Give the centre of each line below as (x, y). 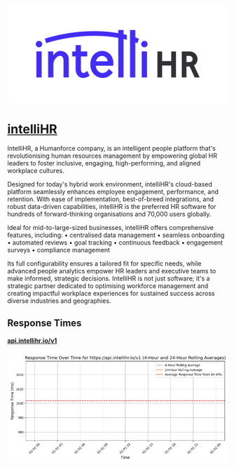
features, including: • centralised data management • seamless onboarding (116, 235)
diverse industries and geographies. (59, 301)
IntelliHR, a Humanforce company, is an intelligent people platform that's (111, 149)
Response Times (44, 323)
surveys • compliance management (59, 250)
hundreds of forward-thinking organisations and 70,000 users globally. (109, 214)
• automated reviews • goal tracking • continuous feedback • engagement (115, 243)
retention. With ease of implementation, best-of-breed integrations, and (111, 199)
